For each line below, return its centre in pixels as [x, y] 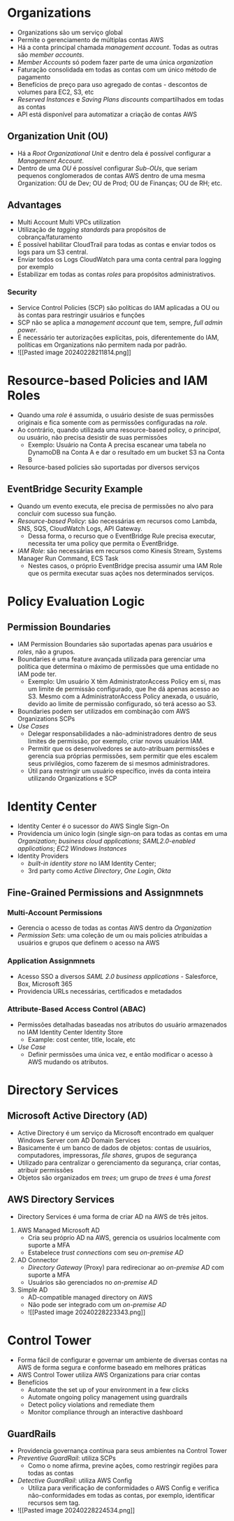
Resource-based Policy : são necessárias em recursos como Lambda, [117, 521]
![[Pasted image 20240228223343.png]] [87, 1312]
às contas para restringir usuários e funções [81, 315]
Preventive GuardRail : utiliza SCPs [67, 1458]
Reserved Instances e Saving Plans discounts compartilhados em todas [120, 99]
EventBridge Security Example [75, 489]
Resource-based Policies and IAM [108, 381]
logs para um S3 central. [53, 252]
